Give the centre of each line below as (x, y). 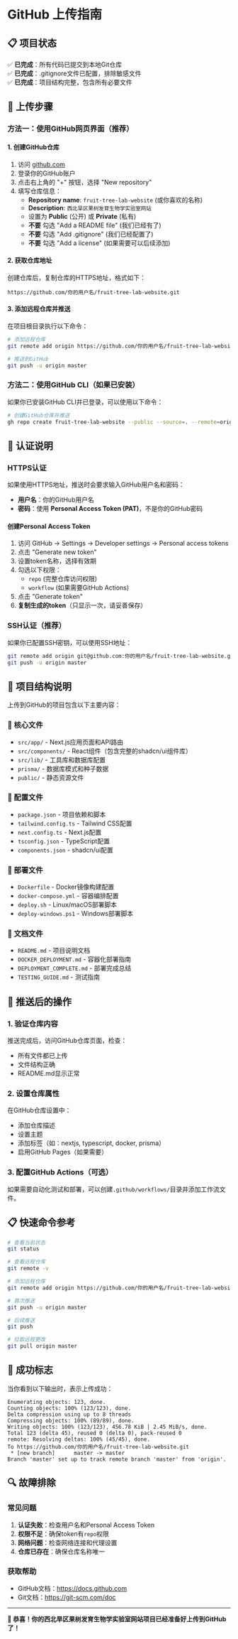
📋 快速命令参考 (41, 1223)
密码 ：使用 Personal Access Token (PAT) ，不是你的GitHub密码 (110, 509)
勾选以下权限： (39, 570)
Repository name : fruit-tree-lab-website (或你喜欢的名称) (115, 200)
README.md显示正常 (49, 1073)
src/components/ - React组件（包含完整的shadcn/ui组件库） (105, 751)
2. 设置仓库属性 (34, 1093)
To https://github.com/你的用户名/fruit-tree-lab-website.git (98, 1446)
